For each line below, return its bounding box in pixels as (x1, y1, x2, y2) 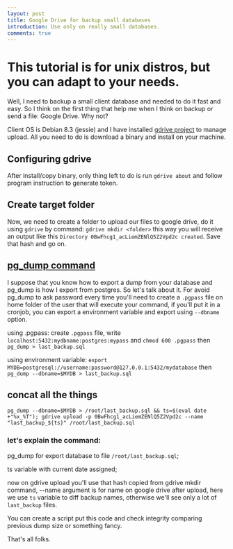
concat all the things (7, 389, 98, 401)
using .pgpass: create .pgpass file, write (7, 328, 122, 337)
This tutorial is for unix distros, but (7, 60, 211, 75)
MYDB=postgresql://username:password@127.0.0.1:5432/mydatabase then (7, 363, 212, 371)
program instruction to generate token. (7, 179, 118, 187)
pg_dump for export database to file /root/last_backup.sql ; (7, 451, 179, 459)
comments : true (7, 29, 51, 37)
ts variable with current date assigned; (7, 465, 118, 473)
